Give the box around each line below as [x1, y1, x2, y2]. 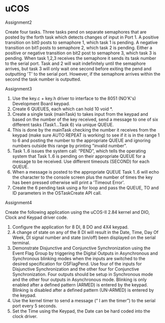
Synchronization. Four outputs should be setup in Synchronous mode [12, 271, 153, 277]
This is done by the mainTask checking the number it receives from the [12, 127, 157, 133]
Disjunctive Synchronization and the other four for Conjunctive [12, 266, 139, 272]
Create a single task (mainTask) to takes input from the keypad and [12, 111, 148, 117]
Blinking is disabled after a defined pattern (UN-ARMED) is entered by [12, 287, 154, 293]
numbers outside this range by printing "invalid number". [12, 142, 127, 148]
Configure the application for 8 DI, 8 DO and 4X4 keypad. [12, 224, 129, 230]
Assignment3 [5, 86, 32, 92]
